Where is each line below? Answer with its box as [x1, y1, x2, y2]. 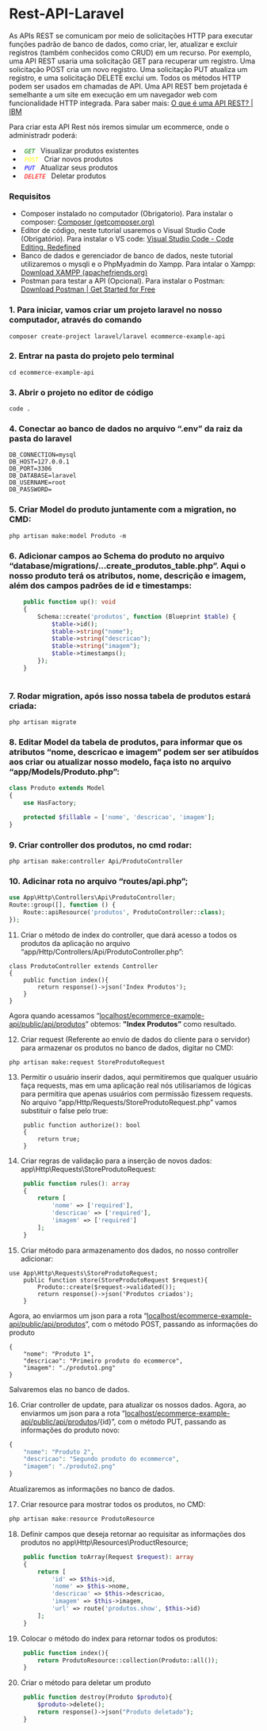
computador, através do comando [9, 315, 142, 326]
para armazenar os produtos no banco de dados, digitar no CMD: [20, 1043, 235, 1052]
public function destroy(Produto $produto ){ [23, 1693, 173, 1702]
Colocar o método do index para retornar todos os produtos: [20, 1634, 218, 1643]
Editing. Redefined [20, 242, 82, 252]
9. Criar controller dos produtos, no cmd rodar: [9, 839, 193, 850]
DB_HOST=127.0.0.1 [9, 458, 70, 466]
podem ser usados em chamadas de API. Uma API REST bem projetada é [9, 81, 248, 91]
